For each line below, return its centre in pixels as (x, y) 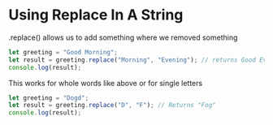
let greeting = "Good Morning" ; (63, 52)
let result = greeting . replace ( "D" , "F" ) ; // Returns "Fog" (113, 106)
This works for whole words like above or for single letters (106, 83)
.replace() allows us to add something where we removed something (123, 37)
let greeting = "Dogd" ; (49, 98)
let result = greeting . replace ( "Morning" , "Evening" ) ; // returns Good (132, 60)
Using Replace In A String (96, 15)
